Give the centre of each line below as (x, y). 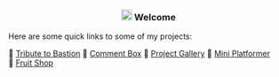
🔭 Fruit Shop (31, 63)
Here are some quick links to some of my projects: (100, 36)
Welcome (155, 17)
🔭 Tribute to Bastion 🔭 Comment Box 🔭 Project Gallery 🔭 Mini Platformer (139, 54)
